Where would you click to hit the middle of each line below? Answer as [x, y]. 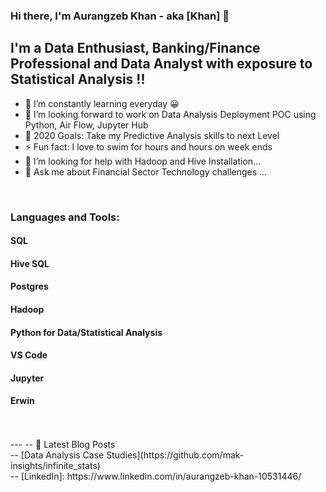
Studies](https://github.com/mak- [175, 455]
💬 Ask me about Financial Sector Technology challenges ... [146, 171]
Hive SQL [30, 263]
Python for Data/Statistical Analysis [86, 332]
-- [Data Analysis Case [57, 455]
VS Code [29, 355]
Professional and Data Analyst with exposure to [161, 64]
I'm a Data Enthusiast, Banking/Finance [135, 48]
